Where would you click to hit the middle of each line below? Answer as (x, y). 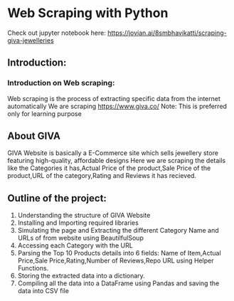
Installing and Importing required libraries (78, 223)
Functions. (33, 268)
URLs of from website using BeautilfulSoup (80, 238)
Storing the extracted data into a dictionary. (81, 276)
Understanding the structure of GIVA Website (84, 216)
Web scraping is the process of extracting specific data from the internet (114, 98)
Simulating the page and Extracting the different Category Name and (118, 231)
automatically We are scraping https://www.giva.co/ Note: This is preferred (117, 106)
